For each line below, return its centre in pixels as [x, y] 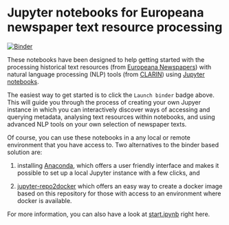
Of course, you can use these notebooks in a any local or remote [99, 137]
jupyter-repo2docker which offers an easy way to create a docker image [120, 186]
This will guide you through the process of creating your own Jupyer [104, 102]
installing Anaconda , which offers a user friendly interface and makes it [118, 165]
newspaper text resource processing [115, 27]
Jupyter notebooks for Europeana [106, 13]
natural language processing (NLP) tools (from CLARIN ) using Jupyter [106, 74]
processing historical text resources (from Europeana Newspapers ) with [109, 67]
